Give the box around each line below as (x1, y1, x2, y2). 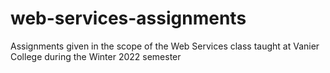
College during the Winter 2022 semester (10, 50, 182, 62)
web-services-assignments (10, 7, 247, 30)
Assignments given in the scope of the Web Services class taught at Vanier (10, 40, 320, 52)
